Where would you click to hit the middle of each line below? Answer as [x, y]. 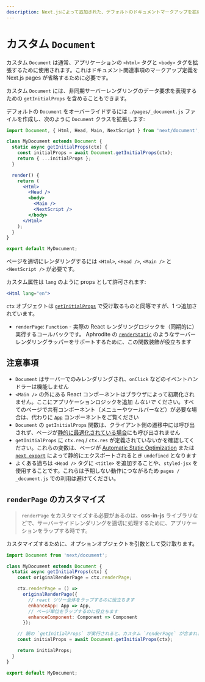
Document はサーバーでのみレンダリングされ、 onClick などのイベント [101, 379]
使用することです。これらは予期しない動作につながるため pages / [97, 470]
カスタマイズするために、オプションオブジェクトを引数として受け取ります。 [102, 543]
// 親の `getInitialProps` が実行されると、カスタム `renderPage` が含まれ [107, 634]
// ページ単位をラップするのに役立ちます [73, 611]
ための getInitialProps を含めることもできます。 [68, 98]
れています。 [22, 314]
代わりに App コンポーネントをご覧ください [85, 417]
